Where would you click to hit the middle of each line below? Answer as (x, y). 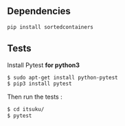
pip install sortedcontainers (50, 27)
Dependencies (39, 11)
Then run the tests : (35, 97)
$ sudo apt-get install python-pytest (62, 77)
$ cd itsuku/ (26, 110)
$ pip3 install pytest (39, 84)
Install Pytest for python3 (44, 65)
